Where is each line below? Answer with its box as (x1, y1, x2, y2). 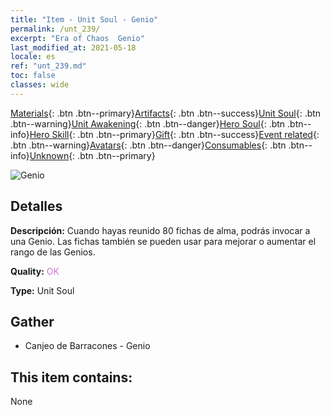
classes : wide (10, 80, 70, 90)
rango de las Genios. (10, 246, 96, 258)
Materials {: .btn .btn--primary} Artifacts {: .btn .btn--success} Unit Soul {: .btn (10, 107, 322, 119)
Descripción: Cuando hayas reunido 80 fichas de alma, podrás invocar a (10, 224, 311, 236)
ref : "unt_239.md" (10, 61, 87, 71)
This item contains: (10, 369, 133, 386)
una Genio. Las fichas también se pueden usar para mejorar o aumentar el (10, 235, 317, 247)
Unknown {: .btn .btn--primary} (29, 149, 156, 161)
